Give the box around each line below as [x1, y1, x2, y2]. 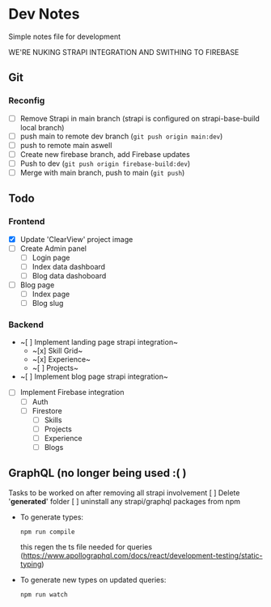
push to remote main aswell [19, 140, 112, 150]
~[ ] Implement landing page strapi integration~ [19, 337, 178, 347]
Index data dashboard [32, 261, 106, 271]
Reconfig [8, 95, 45, 106]
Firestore [32, 405, 62, 415]
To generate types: [19, 511, 83, 522]
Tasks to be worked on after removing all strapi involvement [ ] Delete [8, 487, 240, 498]
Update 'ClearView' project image [19, 234, 133, 244]
